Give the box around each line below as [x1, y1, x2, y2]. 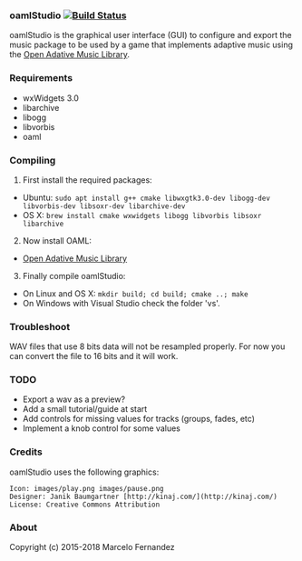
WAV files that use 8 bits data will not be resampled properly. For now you [9, 341, 286, 352]
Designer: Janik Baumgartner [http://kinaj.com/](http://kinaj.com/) [9, 492, 278, 501]
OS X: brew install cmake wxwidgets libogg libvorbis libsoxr [22, 209, 262, 220]
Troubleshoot [9, 320, 71, 333]
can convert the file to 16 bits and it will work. [9, 351, 179, 362]
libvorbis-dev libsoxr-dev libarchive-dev [22, 201, 186, 211]
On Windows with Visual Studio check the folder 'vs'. [22, 297, 220, 308]
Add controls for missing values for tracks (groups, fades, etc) [22, 414, 256, 425]
